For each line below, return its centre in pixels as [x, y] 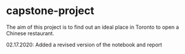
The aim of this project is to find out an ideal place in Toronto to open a [92, 27]
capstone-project [50, 11]
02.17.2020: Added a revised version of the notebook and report [84, 45]
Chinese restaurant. [30, 33]
